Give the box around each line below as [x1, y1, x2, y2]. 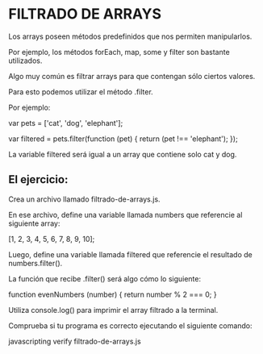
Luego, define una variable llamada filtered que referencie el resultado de [8, 249, 253, 259]
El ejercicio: [8, 173, 69, 186]
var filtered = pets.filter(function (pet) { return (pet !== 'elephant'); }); [8, 134, 238, 144]
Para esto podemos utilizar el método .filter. [8, 86, 153, 97]
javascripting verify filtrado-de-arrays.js [8, 336, 141, 346]
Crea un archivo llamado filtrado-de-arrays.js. [8, 194, 161, 204]
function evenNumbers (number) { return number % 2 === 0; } [8, 289, 217, 299]
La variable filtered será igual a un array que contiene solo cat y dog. [8, 149, 237, 159]
